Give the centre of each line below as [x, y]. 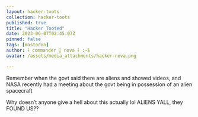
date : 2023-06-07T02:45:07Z [41, 34]
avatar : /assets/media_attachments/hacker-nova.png [71, 56]
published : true [26, 23]
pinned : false [24, 39]
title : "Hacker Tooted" [36, 28]
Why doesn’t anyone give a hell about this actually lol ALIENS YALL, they [95, 102]
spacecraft [19, 90]
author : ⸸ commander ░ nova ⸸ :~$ [48, 50]
